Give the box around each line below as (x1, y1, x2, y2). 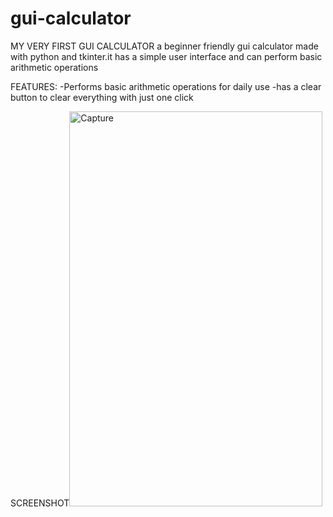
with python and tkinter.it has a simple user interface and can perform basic (10, 50, 323, 62)
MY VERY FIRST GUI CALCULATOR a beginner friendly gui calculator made (10, 40, 319, 52)
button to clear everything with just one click (10, 91, 194, 103)
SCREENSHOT (10, 497, 70, 509)
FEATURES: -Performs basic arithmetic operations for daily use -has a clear (10, 80, 322, 92)
